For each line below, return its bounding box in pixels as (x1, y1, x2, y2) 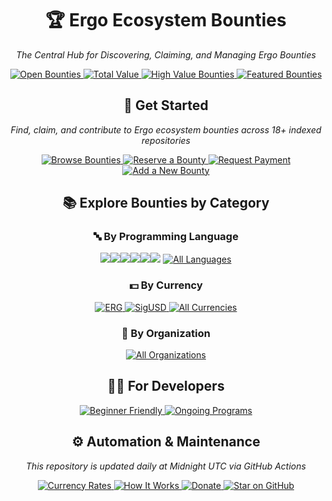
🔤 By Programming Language (93, 230, 239, 244)
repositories (141, 134, 191, 146)
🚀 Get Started (123, 97, 209, 114)
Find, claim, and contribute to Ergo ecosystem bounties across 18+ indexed (10, 123, 322, 136)
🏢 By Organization (121, 326, 211, 340)
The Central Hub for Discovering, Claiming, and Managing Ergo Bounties (16, 48, 316, 61)
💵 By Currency (129, 278, 203, 292)
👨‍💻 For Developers (107, 378, 225, 395)
